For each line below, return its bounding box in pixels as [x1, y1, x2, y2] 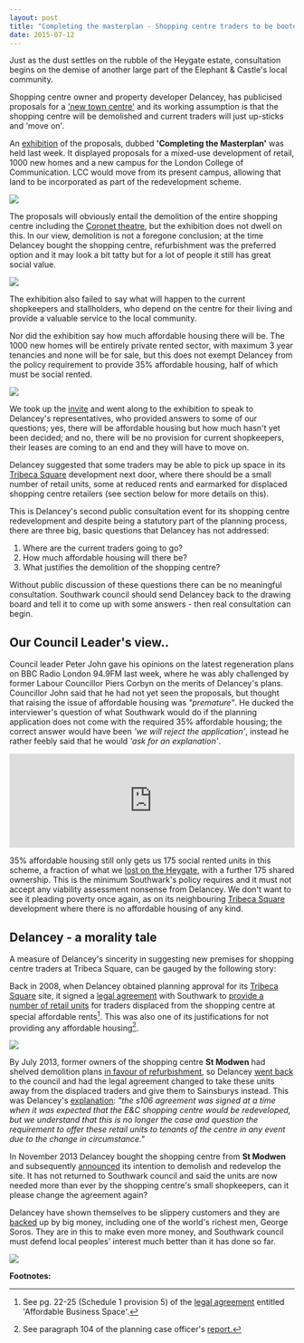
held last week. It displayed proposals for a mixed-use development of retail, [9, 148, 295, 158]
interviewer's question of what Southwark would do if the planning [9, 707, 258, 718]
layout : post [9, 13, 59, 23]
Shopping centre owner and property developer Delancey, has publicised [9, 91, 282, 102]
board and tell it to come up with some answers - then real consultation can [9, 599, 291, 609]
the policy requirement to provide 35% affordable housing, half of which [9, 360, 279, 370]
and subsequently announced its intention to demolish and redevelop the [9, 1161, 281, 1172]
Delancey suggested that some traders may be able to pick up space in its [9, 459, 286, 471]
